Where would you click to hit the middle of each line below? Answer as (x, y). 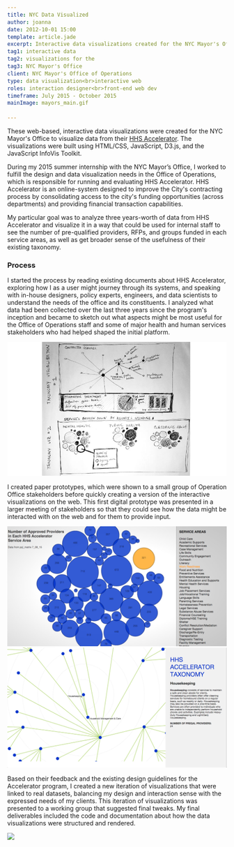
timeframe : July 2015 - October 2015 (62, 96)
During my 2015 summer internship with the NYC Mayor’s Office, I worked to (117, 167)
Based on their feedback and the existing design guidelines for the (103, 779)
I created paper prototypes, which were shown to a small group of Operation (117, 487)
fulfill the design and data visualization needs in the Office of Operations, (112, 174)
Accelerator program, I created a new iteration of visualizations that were (112, 786)
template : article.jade (42, 37)
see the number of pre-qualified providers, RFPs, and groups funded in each (117, 232)
